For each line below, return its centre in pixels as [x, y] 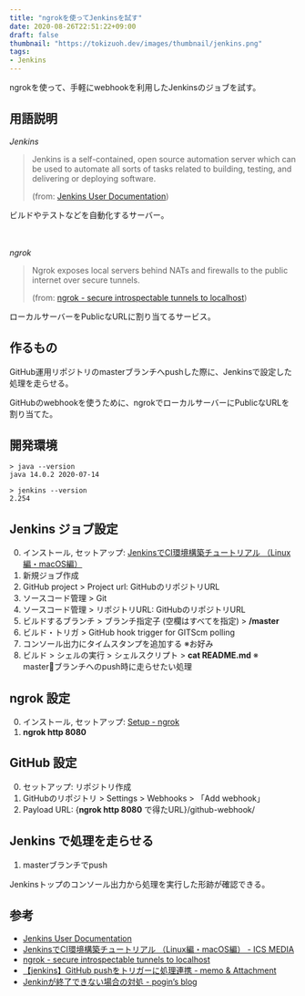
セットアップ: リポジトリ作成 [77, 786]
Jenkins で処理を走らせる [82, 841]
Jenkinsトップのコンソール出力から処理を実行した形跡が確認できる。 [140, 884]
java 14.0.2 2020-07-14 [55, 475]
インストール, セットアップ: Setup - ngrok [101, 722]
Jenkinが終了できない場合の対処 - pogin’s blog [110, 981]
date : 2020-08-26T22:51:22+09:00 [73, 26]
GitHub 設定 [43, 763]
